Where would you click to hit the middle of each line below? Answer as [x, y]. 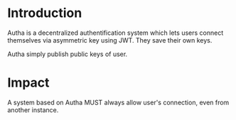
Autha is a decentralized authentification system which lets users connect [116, 33]
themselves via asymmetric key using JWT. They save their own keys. [110, 40]
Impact [28, 83]
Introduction [45, 13]
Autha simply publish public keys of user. [68, 54]
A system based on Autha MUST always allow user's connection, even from [118, 102]
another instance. [33, 110]
